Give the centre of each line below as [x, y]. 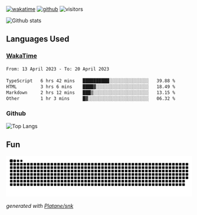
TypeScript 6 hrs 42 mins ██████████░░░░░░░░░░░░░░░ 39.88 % [91, 81]
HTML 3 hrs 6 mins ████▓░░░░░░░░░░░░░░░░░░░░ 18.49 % [91, 87]
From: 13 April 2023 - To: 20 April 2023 [58, 69]
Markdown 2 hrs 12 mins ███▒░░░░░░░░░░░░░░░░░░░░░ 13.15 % [91, 92]
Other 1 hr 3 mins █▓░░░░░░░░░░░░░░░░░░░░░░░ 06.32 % [91, 98]
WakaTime [22, 56]
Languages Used [38, 39]
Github [16, 113]
